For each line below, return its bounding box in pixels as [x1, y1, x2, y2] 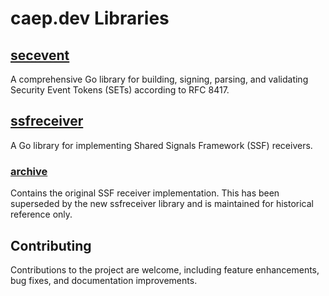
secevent [10, 47, 70, 64]
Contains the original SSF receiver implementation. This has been [10, 187, 280, 199]
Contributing [10, 237, 92, 254]
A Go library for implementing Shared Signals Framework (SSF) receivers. [10, 139, 313, 151]
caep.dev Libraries [10, 7, 170, 30]
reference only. [10, 208, 73, 221]
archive [10, 164, 48, 178]
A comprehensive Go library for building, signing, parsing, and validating [10, 73, 309, 85]
